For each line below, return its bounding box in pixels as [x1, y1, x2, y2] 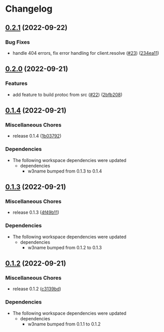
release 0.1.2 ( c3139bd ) [12, 286, 62, 292]
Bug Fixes [5, 39, 30, 46]
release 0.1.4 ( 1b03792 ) [12, 133, 62, 139]
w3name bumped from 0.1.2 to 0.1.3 [27, 244, 102, 250]
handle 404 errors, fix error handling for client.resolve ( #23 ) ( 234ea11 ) [12, 50, 159, 56]
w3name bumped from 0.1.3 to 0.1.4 [27, 168, 102, 174]
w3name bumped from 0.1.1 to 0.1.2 [27, 321, 101, 327]
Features [5, 80, 28, 87]
